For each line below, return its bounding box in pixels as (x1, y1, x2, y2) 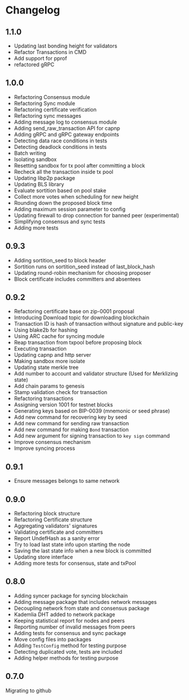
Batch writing (13, 149, 46, 156)
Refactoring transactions (13, 395, 74, 402)
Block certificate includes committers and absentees (13, 275, 141, 282)
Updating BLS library (13, 180, 64, 187)
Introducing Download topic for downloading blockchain (13, 314, 150, 321)
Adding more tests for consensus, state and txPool (13, 560, 136, 567)
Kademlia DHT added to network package (13, 610, 115, 618)
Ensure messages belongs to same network (13, 477, 120, 484)
